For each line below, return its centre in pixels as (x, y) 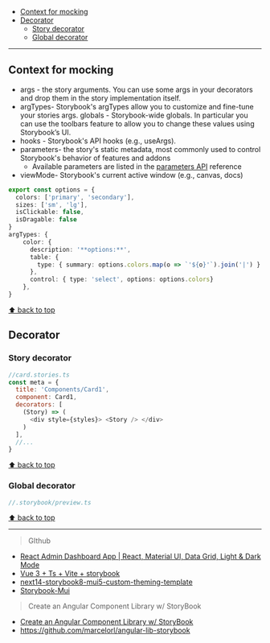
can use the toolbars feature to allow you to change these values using (137, 123)
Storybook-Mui (45, 591)
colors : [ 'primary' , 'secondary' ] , (75, 197)
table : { (44, 257)
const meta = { (34, 382)
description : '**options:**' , (80, 249)
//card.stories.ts (39, 375)
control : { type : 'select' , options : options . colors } (122, 280)
